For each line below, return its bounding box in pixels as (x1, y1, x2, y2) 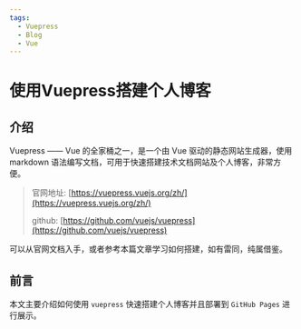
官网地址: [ (31, 187, 72, 198)
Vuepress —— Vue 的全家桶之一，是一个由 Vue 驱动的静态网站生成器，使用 (9, 145, 293, 156)
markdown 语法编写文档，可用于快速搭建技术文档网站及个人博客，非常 (9, 156, 274, 168)
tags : (9, 13, 30, 23)
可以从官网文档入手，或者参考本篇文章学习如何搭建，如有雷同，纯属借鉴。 (9, 244, 287, 254)
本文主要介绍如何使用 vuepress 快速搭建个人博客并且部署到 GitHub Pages (9, 299, 280, 310)
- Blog (17, 30, 43, 39)
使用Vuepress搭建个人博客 (9, 81, 211, 101)
